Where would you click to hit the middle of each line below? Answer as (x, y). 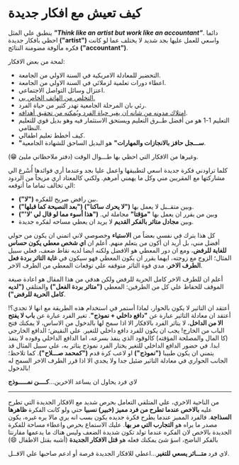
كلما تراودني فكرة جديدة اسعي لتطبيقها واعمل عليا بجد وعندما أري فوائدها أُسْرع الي (118, 170)
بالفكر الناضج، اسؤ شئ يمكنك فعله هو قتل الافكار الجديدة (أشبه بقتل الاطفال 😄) (113, 440)
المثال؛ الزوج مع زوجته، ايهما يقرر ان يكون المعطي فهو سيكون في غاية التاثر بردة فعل (120, 258)
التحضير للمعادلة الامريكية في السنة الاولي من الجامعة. (90, 75)
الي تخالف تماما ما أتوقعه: (42, 185)
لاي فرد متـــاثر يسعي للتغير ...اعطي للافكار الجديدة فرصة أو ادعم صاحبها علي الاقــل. (119, 453)
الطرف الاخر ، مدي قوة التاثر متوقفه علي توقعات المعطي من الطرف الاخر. (105, 265)
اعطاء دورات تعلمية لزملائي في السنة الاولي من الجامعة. (92, 82)
